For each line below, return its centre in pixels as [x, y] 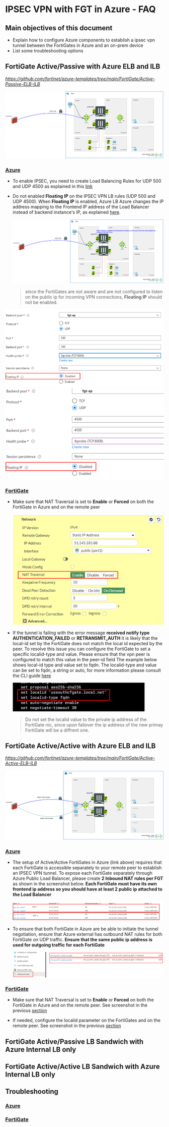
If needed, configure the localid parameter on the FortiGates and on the [87, 1021]
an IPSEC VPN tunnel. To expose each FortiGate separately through [82, 873]
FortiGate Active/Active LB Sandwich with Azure [82, 1066]
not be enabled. [41, 302]
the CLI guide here [32, 675]
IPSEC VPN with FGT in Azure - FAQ [80, 9]
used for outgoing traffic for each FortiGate [58, 945]
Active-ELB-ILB [21, 763]
